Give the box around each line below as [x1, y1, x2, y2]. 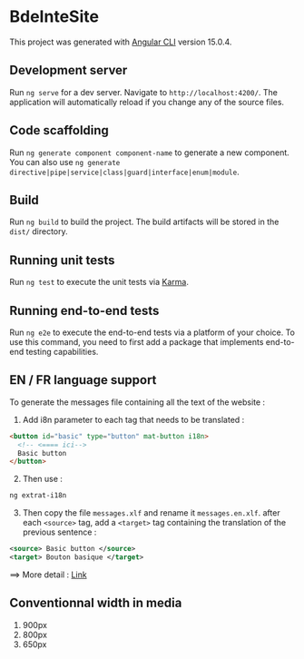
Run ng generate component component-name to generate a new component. [9, 147, 290, 158]
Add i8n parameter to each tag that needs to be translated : [22, 414, 245, 425]
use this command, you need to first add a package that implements [9, 337, 264, 347]
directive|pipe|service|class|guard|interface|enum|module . [9, 166, 240, 177]
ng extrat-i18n [9, 491, 67, 500]
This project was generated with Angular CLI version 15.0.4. [9, 36, 232, 47]
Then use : [22, 474, 64, 485]
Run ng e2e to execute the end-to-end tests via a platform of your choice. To [9, 327, 296, 338]
